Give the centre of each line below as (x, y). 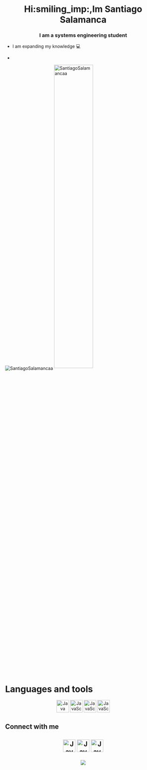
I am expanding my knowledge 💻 (46, 46)
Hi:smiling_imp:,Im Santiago (83, 9)
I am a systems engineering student (83, 35)
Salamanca (83, 20)
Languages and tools (49, 689)
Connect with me (32, 726)
